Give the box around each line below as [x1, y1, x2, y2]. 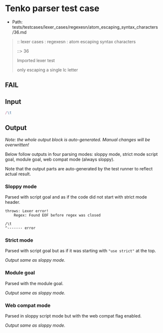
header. [5, 200, 20, 205]
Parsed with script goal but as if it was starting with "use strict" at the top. [5, 248, 156, 254]
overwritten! [5, 142, 29, 148]
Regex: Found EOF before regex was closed [14, 213, 101, 218]
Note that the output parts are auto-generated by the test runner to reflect [5, 166, 153, 171]
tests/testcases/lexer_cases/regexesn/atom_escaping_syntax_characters [12, 24, 158, 30]
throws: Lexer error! [5, 209, 49, 214]
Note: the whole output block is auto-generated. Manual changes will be [5, 136, 150, 142]
